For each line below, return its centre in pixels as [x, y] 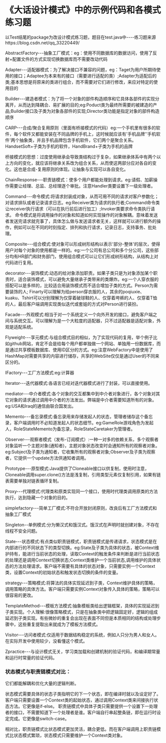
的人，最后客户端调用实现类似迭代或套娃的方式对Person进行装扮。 [73, 304]
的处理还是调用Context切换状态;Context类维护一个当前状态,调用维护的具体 [81, 560]
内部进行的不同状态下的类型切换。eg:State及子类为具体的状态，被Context [80, 548]
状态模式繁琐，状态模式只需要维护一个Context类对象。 [69, 736]
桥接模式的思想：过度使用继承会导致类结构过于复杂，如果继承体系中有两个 [81, 157]
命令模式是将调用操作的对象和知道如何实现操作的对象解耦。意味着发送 [86, 215]
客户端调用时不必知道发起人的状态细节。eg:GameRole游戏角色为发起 [84, 422]
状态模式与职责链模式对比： [38, 672]
